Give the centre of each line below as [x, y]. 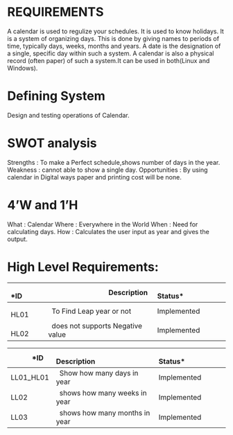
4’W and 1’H [43, 205]
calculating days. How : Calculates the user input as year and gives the [108, 231]
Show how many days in [99, 373]
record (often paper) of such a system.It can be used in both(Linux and [109, 60]
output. [17, 239]
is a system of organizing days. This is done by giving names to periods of [113, 38]
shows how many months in [105, 413]
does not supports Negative [97, 326]
